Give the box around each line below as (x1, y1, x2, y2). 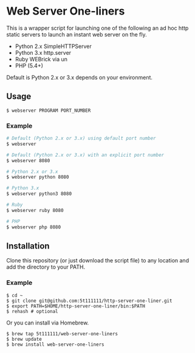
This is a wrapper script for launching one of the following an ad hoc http (6, 24, 189, 32)
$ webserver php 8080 (6, 224, 61, 230)
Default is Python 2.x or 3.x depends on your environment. (6, 74, 153, 81)
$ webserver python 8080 (6, 174, 69, 180)
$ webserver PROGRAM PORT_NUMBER (6, 108, 91, 114)
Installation (6, 241, 50, 251)
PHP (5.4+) (15, 62, 44, 69)
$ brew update (6, 336, 43, 342)
